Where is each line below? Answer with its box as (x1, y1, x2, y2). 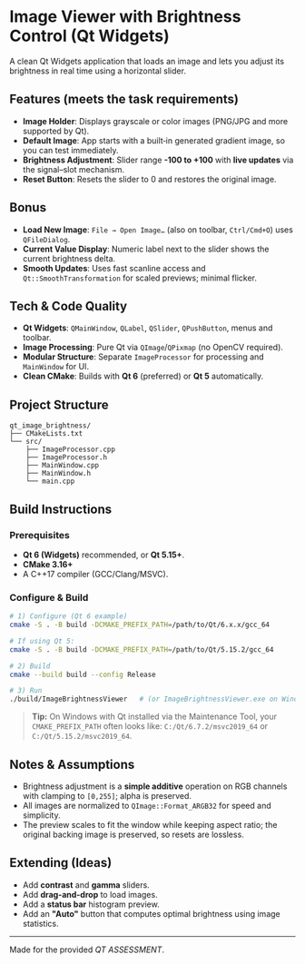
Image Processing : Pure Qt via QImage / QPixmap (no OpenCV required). (22, 342, 284, 353)
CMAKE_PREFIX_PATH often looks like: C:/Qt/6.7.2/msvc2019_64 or (31, 721, 269, 732)
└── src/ (9, 438, 43, 447)
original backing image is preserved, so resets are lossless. (22, 829, 245, 840)
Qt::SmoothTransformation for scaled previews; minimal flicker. (22, 272, 257, 283)
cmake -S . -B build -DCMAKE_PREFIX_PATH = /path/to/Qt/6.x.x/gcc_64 (9, 620, 271, 630)
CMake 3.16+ (22, 558, 74, 569)
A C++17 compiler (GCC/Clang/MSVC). (22, 568, 169, 579)
